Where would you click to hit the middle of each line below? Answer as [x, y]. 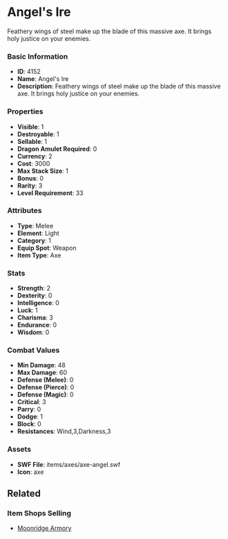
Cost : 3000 [34, 163]
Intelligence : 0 [38, 303]
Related [24, 494]
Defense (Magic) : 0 [45, 394]
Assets [19, 449]
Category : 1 [34, 240]
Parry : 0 [29, 410]
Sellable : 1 [32, 141]
